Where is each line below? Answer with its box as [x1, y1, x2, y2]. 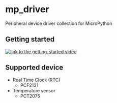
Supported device [5, 63, 64, 72]
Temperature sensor [12, 87, 55, 93]
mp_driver [5, 4, 49, 15]
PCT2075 [20, 93, 40, 99]
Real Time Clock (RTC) [12, 77, 61, 83]
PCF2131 [20, 82, 39, 88]
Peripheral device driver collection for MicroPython [5, 20, 112, 26]
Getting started [5, 35, 55, 44]
